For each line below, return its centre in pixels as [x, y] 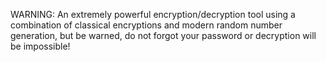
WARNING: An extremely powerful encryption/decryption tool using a [153, 14]
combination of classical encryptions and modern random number [146, 25]
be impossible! [40, 46]
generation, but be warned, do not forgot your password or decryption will [163, 35]
